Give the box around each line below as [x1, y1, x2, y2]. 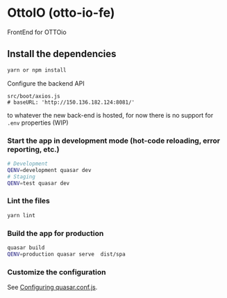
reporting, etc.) [7, 144, 60, 154]
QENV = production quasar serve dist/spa [7, 251, 126, 258]
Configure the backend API [7, 79, 85, 88]
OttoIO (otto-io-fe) [7, 5, 115, 21]
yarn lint [7, 212, 36, 219]
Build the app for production [7, 228, 104, 238]
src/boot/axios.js [7, 93, 60, 100]
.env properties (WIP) [7, 118, 69, 127]
